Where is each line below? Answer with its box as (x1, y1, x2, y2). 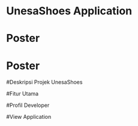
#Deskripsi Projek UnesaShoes (6, 79, 83, 86)
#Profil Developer (6, 102, 50, 109)
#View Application (6, 113, 52, 121)
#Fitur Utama (6, 90, 39, 97)
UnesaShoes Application (6, 4, 133, 18)
